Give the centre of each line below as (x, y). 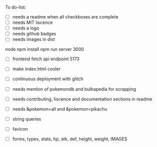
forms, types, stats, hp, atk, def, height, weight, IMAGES (70, 139)
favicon (20, 129)
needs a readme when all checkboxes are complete (65, 17)
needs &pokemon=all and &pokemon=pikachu (60, 109)
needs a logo (26, 28)
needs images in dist (34, 39)
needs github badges (34, 34)
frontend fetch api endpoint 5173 (46, 59)
